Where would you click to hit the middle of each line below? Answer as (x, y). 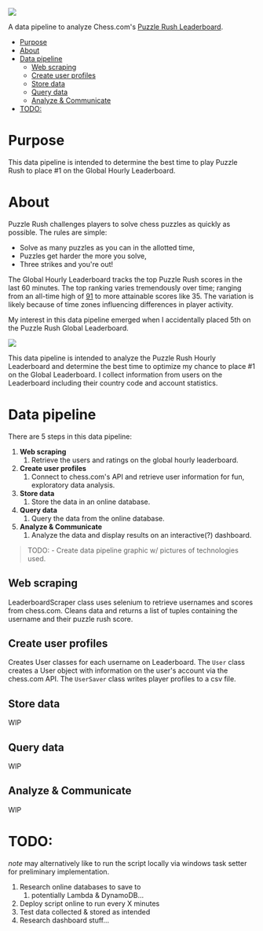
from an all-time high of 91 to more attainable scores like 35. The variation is (131, 296)
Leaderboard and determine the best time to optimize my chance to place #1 (131, 366)
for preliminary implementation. (59, 871)
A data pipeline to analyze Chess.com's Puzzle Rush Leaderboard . (116, 27)
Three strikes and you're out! (66, 264)
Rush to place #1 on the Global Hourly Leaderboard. (92, 170)
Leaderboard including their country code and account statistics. (113, 383)
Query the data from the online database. (98, 518)
